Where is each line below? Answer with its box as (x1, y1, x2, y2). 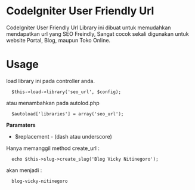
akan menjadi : (6, 166, 42, 174)
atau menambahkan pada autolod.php (6, 99, 100, 106)
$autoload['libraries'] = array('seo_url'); (11, 111, 124, 117)
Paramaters (6, 121, 36, 128)
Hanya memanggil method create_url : (6, 145, 100, 152)
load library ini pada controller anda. (6, 77, 95, 84)
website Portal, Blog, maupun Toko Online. (6, 36, 111, 44)
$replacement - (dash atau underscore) (14, 133, 112, 140)
